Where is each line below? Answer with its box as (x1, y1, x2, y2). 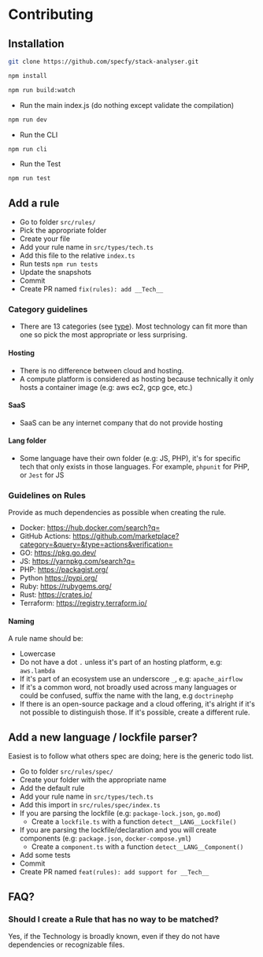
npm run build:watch (8, 86, 76, 94)
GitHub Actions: (19, 532, 72, 541)
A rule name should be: (8, 634, 84, 644)
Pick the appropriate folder (19, 226, 107, 236)
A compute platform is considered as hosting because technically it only (19, 374, 254, 384)
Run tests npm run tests (19, 259, 98, 269)
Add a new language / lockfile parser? (8, 730, 198, 744)
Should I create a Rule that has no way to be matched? (8, 914, 219, 925)
